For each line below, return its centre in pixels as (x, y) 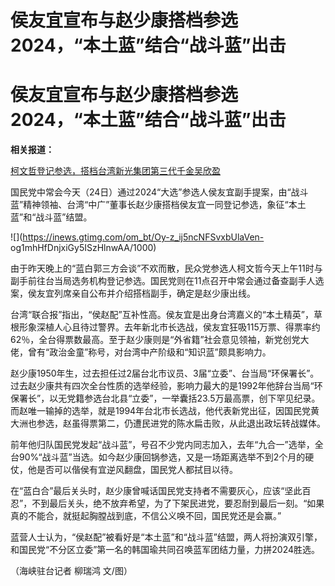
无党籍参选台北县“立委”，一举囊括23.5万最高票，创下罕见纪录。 (189, 398)
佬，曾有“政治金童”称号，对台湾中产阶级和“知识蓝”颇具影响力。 (141, 352)
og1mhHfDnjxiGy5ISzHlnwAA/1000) (83, 248)
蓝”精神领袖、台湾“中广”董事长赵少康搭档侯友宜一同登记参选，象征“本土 (158, 205)
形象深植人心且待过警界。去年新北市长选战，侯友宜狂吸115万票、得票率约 (169, 327)
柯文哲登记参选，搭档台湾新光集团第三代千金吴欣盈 (115, 171)
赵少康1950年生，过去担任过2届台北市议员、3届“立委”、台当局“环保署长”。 (165, 373)
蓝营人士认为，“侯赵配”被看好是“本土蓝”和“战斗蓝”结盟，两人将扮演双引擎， (166, 537)
